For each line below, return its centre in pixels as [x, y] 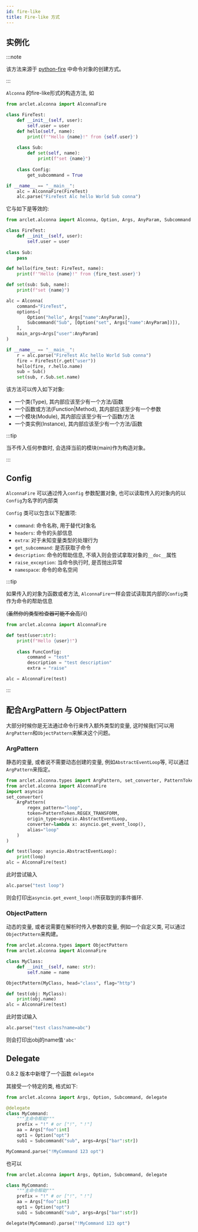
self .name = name [48, 972]
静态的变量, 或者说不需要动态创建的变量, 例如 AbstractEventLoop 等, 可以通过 [98, 762]
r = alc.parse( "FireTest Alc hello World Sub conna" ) [84, 355]
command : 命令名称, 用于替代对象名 [55, 526]
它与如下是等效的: [28, 209]
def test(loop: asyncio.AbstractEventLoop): [62, 851]
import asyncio [25, 791]
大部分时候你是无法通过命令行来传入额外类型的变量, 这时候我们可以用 [90, 725]
